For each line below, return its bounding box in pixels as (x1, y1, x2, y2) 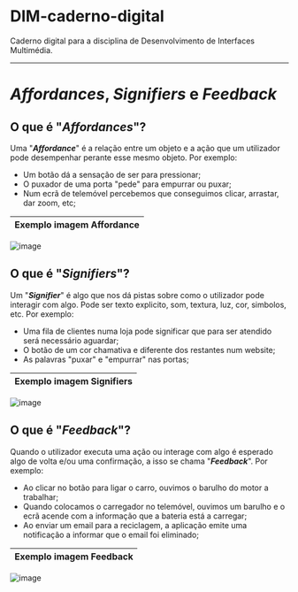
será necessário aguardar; (22, 334, 119, 346)
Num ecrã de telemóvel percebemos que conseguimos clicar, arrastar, (22, 188, 279, 198)
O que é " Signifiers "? (10, 266, 131, 281)
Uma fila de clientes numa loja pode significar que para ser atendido (22, 326, 272, 336)
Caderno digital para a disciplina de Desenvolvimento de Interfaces (10, 35, 256, 46)
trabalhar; (22, 491, 59, 502)
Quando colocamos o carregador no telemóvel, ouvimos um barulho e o (22, 501, 286, 511)
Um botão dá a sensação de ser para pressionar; (22, 169, 202, 180)
